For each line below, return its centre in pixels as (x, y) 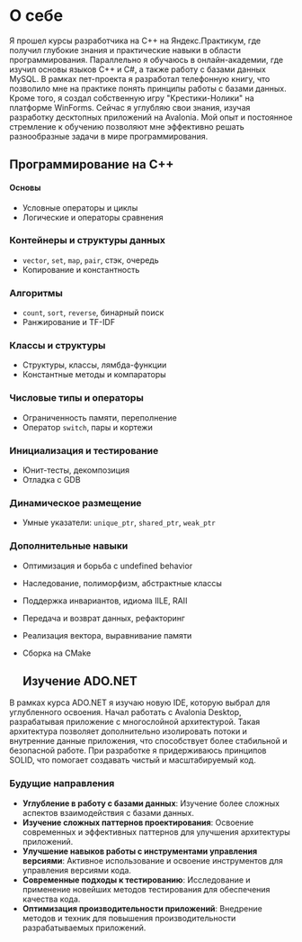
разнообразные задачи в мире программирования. (109, 136)
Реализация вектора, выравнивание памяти (107, 635)
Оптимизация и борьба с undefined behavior (107, 566)
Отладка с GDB (51, 480)
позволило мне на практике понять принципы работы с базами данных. (148, 88)
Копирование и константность (81, 269)
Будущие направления (62, 783)
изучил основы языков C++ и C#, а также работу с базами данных (138, 69)
